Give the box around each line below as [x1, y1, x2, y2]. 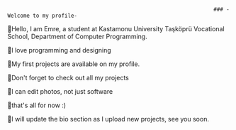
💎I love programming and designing [7, 46, 111, 54]
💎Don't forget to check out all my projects [7, 74, 129, 82]
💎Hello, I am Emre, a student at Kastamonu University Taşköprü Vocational [7, 25, 225, 33]
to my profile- [33, 12, 78, 19]
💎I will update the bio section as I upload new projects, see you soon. [7, 115, 209, 123]
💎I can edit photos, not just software [7, 87, 113, 95]
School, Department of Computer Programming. [7, 32, 147, 40]
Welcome [7, 12, 30, 19]
